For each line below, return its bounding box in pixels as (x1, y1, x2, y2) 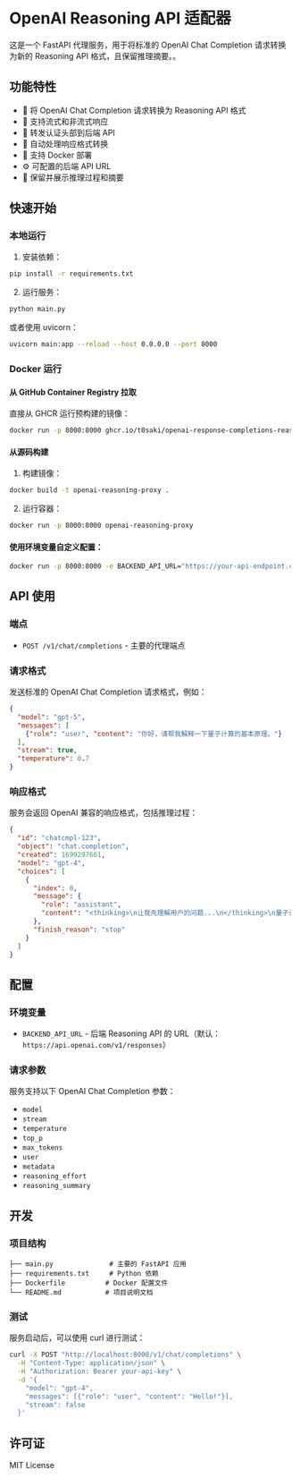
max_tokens (21, 1143, 63, 1152)
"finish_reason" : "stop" (32, 925, 126, 934)
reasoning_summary (21, 1182, 91, 1191)
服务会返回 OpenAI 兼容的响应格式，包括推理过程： (9, 807, 198, 819)
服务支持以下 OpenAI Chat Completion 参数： (9, 1086, 176, 1097)
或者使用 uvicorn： (9, 322, 79, 333)
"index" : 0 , (32, 883, 78, 893)
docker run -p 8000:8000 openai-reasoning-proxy (9, 521, 194, 531)
